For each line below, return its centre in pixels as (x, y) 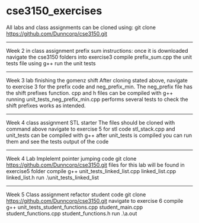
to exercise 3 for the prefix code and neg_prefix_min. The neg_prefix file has (99, 87)
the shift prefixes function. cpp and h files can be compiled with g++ (90, 93)
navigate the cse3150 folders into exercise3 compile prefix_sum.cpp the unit (99, 57)
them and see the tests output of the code (57, 141)
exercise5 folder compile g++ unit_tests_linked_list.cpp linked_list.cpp (91, 171)
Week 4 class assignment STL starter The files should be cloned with (91, 122)
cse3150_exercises (54, 11)
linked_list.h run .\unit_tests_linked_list (53, 177)
